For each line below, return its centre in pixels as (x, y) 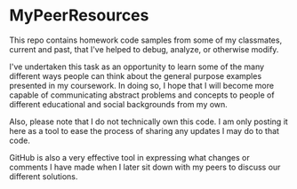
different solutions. (44, 176)
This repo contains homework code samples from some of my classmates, (146, 40)
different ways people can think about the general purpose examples (136, 75)
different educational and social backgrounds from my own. (119, 104)
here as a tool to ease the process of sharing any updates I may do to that (144, 130)
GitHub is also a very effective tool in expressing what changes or (130, 157)
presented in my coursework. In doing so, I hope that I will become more (141, 85)
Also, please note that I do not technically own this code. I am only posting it (149, 122)
